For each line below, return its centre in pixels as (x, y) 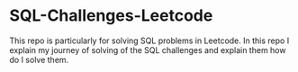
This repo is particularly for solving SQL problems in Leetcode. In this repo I (149, 40)
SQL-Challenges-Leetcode (111, 16)
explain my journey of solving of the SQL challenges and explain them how (148, 49)
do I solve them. (39, 59)
